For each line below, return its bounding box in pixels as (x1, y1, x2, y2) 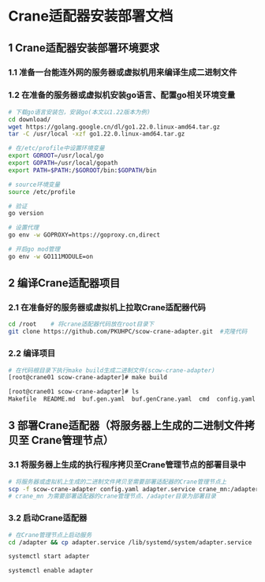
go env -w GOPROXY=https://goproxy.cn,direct (8, 231, 160, 239)
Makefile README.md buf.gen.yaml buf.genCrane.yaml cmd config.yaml (8, 395, 256, 403)
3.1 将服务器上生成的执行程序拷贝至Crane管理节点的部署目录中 (8, 459, 247, 470)
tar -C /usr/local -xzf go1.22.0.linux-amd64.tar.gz (8, 130, 185, 138)
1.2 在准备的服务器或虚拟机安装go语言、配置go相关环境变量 (8, 90, 236, 101)
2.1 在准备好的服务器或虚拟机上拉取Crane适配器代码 (8, 302, 207, 313)
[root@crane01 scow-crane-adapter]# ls (8, 388, 140, 396)
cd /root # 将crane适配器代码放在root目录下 (8, 320, 155, 328)
